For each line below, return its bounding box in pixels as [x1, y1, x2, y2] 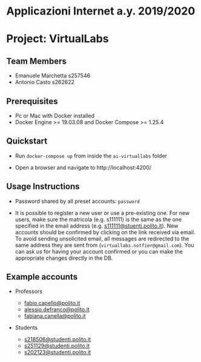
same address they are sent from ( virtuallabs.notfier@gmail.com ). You [15, 241, 194, 249]
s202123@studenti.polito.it [24, 349, 91, 356]
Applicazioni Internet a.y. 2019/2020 [6, 4, 196, 18]
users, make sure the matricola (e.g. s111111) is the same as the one [15, 216, 182, 223]
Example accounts [6, 272, 77, 282]
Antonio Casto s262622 [15, 79, 74, 86]
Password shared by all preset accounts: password [15, 197, 140, 205]
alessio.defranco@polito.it [24, 306, 90, 313]
